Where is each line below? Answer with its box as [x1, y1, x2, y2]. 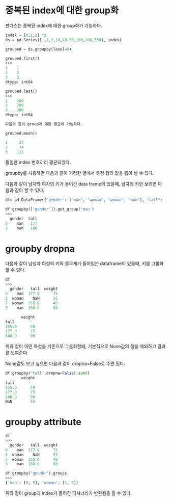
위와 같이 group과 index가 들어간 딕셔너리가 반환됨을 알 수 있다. [5, 490, 132, 496]
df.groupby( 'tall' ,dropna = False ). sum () [5, 371, 90, 376]
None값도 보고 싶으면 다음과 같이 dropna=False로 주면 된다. [5, 360, 126, 367]
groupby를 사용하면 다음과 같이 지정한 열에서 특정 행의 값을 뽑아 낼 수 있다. [5, 170, 154, 176]
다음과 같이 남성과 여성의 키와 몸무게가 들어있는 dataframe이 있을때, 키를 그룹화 [5, 260, 164, 267]
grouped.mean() [5, 130, 38, 136]
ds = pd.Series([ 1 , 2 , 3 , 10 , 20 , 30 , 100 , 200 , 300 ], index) [5, 37, 122, 42]
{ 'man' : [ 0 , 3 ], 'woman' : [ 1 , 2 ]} [5, 480, 79, 486]
